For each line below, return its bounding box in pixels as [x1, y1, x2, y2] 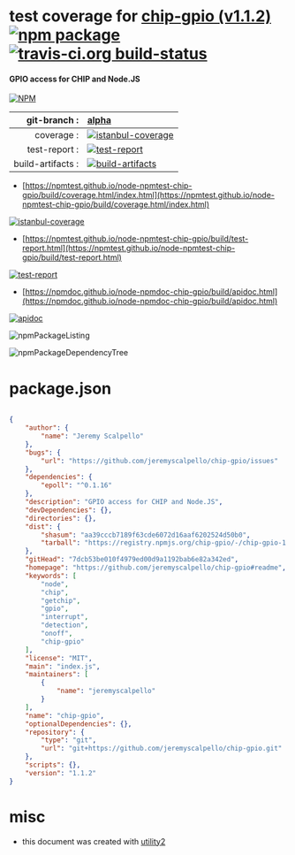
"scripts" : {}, [25, 760, 81, 770]
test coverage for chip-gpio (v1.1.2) [9, 6, 272, 27]
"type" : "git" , [41, 736, 97, 744]
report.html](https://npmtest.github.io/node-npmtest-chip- [21, 243, 236, 254]
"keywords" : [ [25, 571, 77, 580]
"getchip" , [41, 596, 81, 605]
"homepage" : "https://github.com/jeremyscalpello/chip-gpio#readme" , [25, 563, 287, 572]
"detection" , [41, 621, 89, 630]
